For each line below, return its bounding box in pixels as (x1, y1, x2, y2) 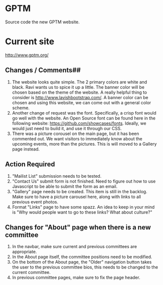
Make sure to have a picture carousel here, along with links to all (12, 194, 141, 200)
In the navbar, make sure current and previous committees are (12, 244, 137, 250)
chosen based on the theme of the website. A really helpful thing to (12, 89, 147, 95)
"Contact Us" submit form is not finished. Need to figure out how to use (12, 178, 156, 184)
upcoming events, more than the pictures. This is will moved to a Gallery (12, 141, 157, 147)
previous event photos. (12, 199, 58, 204)
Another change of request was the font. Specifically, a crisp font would (12, 110, 157, 116)
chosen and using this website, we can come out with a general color (12, 100, 151, 105)
